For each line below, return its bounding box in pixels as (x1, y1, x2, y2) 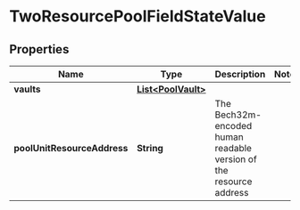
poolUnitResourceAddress (13, 142, 129, 154)
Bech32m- (214, 109, 262, 121)
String (137, 142, 163, 154)
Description (214, 69, 266, 80)
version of (214, 153, 257, 166)
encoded (214, 120, 253, 132)
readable (214, 142, 253, 154)
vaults (13, 83, 41, 95)
